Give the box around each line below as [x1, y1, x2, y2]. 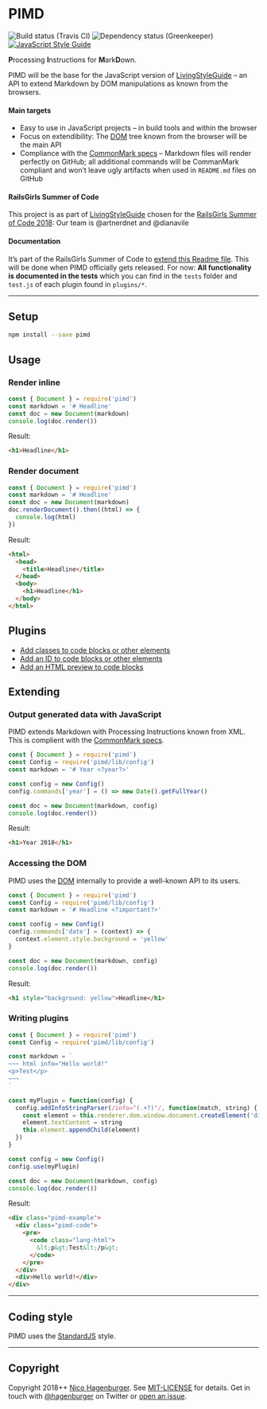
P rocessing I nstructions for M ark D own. [8, 55, 137, 64]
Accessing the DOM [8, 858, 87, 869]
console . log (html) [15, 514, 77, 522]
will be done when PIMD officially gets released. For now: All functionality [8, 262, 252, 272]
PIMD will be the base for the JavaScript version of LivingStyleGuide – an [8, 70, 248, 80]
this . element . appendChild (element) [22, 1126, 141, 1134]
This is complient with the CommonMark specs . [8, 736, 164, 745]
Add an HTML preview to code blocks [19, 662, 144, 672]
